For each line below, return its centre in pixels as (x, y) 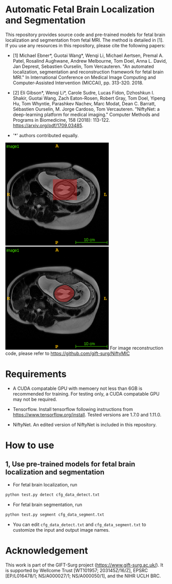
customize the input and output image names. (61, 530)
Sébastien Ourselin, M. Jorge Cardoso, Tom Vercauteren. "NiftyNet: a (86, 109)
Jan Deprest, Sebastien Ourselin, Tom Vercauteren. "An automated (83, 66)
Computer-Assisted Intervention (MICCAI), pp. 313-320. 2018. (78, 83)
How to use (30, 446)
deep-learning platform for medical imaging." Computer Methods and (86, 115)
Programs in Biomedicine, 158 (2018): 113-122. (61, 120)
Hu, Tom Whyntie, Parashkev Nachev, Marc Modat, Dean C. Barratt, (84, 103)
